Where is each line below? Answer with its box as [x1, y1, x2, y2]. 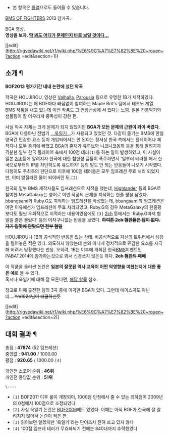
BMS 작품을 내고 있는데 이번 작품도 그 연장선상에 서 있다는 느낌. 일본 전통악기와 [5, 107, 161, 113]
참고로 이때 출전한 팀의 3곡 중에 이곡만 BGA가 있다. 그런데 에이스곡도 [5, 287, 141, 293]
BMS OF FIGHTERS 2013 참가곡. [5, 15, 72, 21]
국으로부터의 [5, 161, 30, 168]
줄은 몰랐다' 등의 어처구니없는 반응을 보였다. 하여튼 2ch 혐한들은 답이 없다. [14, 216, 160, 223]
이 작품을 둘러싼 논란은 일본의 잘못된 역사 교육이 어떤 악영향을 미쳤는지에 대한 [5, 264, 156, 270]
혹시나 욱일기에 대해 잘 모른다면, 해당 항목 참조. [5, 276, 98, 282]
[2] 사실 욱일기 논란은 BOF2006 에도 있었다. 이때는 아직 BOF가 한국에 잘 [12, 406, 156, 412]
